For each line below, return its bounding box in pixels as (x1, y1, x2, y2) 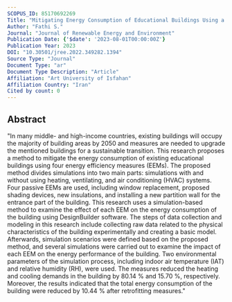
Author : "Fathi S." (7, 23, 64, 30)
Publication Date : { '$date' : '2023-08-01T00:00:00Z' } (7, 36, 166, 43)
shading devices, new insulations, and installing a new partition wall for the (7, 190, 221, 199)
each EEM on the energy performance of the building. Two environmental (7, 249, 217, 258)
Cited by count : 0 (7, 87, 60, 94)
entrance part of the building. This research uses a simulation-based (7, 198, 203, 206)
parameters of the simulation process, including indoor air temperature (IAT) (7, 257, 224, 265)
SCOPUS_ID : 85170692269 (7, 10, 76, 17)
